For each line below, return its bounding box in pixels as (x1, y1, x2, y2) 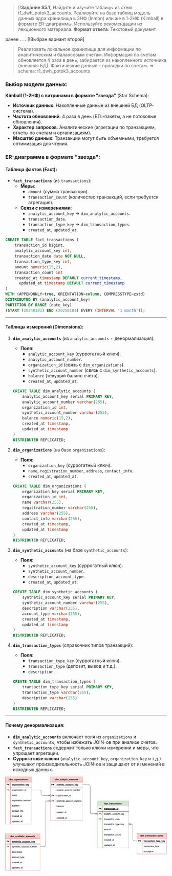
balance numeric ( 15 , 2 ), (22, 416, 73, 421)
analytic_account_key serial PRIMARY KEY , (22, 394, 114, 399)
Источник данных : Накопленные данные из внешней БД (12, 102, 138, 108)
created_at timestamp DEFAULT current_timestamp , (14, 275, 123, 281)
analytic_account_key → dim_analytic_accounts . (28, 210, 131, 216)
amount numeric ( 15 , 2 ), (14, 264, 63, 269)
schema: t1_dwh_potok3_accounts (17, 68, 91, 74)
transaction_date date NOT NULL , (14, 254, 86, 259)
